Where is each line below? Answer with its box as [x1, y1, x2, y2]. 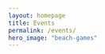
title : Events [8, 19, 56, 27]
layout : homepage [8, 11, 66, 20]
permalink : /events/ [8, 26, 77, 34]
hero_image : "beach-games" [8, 33, 98, 42]
